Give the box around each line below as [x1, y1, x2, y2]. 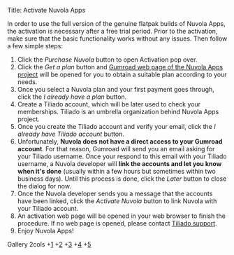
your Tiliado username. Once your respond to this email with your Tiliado [17, 152, 227, 160]
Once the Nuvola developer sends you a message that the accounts [17, 189, 213, 198]
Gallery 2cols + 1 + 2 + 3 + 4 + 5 [7, 240, 92, 248]
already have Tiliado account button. [17, 130, 124, 138]
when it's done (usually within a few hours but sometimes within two [17, 167, 217, 175]
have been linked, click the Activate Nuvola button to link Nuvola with [17, 197, 217, 205]
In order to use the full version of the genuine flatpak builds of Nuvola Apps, [7, 20, 226, 27]
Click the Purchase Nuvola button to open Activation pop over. [17, 55, 198, 64]
